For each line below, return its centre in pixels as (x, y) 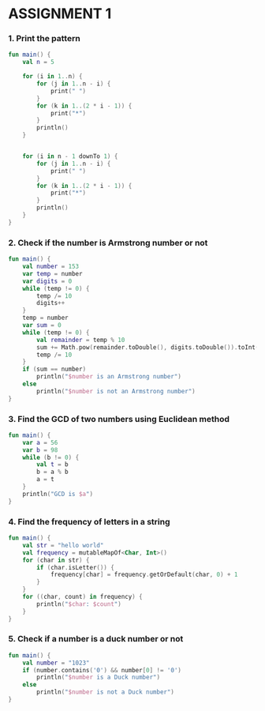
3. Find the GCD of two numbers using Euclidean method (119, 419)
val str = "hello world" (63, 545)
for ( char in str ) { (56, 560)
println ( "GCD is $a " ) (58, 494)
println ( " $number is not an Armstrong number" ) (116, 391)
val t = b (52, 465)
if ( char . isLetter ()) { (75, 567)
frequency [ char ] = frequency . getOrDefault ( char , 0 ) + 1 (144, 575)
